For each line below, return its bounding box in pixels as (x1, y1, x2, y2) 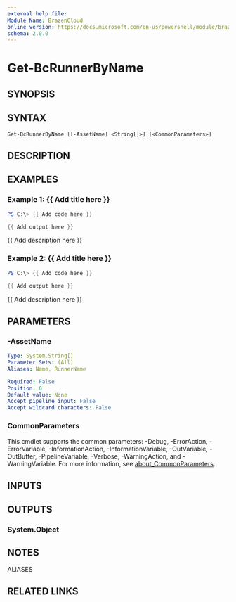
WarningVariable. (7, 459, 58, 468)
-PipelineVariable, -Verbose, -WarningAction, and (38, 451, 181, 461)
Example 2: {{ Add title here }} (7, 254, 112, 264)
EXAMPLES (7, 174, 58, 186)
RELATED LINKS (7, 585, 79, 598)
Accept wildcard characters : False (7, 404, 112, 411)
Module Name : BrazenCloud (7, 17, 83, 24)
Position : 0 (7, 385, 42, 392)
